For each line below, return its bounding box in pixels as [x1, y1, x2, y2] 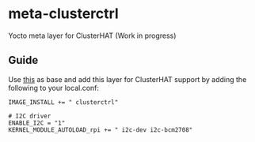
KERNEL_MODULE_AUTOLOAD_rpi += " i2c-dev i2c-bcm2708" [8, 125, 193, 134]
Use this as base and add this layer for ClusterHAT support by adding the [8, 74, 247, 84]
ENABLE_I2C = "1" [8, 119, 66, 127]
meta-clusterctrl [8, 5, 119, 23]
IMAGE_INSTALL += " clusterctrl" [8, 98, 119, 106]
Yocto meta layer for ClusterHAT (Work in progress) [8, 31, 177, 40]
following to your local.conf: [8, 83, 100, 92]
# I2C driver [8, 112, 51, 120]
